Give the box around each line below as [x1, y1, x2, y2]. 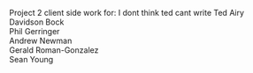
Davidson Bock [9, 17, 65, 27]
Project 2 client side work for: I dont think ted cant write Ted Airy [9, 8, 245, 18]
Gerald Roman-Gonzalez [9, 45, 99, 55]
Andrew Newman [9, 35, 73, 46]
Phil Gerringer [9, 26, 60, 36]
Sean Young [9, 55, 54, 64]
